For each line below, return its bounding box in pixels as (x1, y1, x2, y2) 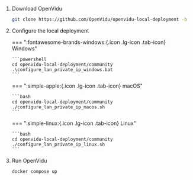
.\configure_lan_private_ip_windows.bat (11, 66, 113, 73)
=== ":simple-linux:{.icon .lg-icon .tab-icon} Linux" (11, 120, 136, 127)
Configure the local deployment (11, 27, 89, 34)
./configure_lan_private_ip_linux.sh (11, 142, 105, 147)
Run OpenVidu (11, 157, 47, 164)
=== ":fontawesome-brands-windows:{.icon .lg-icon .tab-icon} (11, 38, 166, 46)
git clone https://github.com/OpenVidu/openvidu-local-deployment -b (11, 17, 188, 22)
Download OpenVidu (11, 5, 62, 12)
